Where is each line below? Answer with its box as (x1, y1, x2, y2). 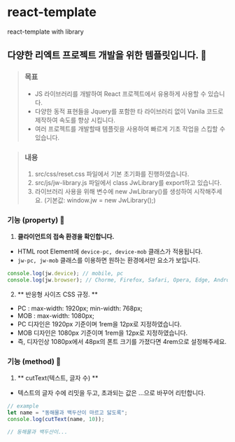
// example (7, 403, 39, 410)
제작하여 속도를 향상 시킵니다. (34, 116, 115, 124)
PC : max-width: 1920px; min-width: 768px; (17, 304, 143, 312)
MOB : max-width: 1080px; (17, 311, 94, 319)
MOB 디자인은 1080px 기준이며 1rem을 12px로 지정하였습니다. (17, 329, 188, 337)
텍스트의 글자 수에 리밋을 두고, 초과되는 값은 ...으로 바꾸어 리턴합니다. (17, 389, 206, 397)
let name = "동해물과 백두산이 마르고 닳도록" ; (7, 409, 128, 417)
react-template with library (7, 27, 84, 36)
